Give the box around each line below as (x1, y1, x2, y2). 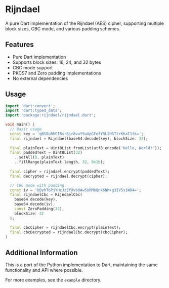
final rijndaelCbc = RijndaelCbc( (10, 192, 82, 197)
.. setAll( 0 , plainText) (14, 155, 65, 160)
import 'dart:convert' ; (5, 103, 56, 108)
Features (5, 40, 34, 49)
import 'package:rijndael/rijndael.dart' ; (5, 113, 96, 118)
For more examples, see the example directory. (5, 277, 102, 283)
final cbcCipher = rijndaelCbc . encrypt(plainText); (10, 225, 121, 230)
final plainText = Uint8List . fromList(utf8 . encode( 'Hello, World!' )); (10, 145, 162, 150)
